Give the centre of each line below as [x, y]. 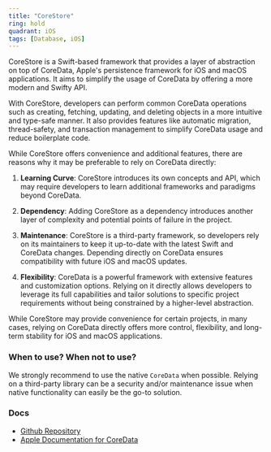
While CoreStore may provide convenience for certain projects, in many [128, 319]
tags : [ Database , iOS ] [47, 39]
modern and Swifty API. [48, 88]
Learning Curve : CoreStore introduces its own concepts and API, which [140, 178]
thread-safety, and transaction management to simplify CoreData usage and [136, 129]
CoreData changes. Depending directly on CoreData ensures [122, 253]
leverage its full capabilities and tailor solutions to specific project [129, 294]
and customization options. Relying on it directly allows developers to [136, 286]
